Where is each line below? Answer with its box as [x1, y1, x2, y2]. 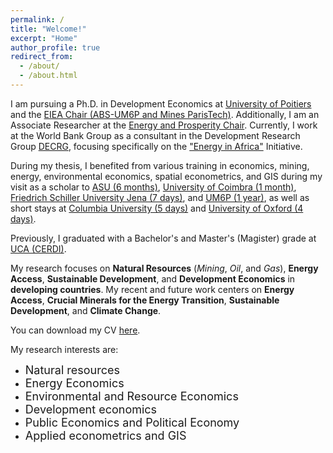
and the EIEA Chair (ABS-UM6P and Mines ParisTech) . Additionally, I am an [10, 108, 320, 120]
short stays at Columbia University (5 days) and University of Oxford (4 [10, 202, 304, 214]
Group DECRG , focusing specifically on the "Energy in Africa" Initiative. [10, 140, 303, 152]
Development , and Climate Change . [10, 304, 162, 316]
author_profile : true [10, 42, 101, 53]
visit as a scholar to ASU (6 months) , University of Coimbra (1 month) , [10, 181, 297, 193]
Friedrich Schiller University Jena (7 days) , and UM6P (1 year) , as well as [10, 191, 310, 203]
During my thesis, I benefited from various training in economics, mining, [10, 159, 310, 171]
